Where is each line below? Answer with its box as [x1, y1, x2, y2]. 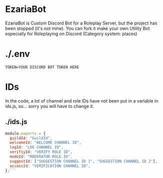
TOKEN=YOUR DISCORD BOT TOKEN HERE [5, 64, 79, 69]
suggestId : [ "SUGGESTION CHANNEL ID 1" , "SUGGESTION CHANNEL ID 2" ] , [9, 158, 157, 163]
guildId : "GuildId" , [9, 135, 52, 140]
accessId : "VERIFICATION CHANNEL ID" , [9, 163, 91, 168]
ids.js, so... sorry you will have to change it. [5, 103, 94, 109]
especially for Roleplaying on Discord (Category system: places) [5, 30, 137, 36]
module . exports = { [5, 131, 46, 136]
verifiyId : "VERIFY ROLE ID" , [9, 149, 72, 154]
